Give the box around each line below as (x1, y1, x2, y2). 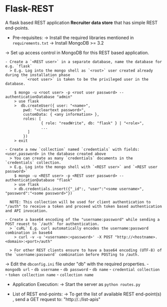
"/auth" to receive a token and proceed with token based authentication (5, 204, 162, 209)
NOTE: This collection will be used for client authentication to (9, 199, 151, 204)
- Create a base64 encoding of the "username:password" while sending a (5, 217, 160, 222)
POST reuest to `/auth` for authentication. (5, 221, 99, 226)
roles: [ (23, 116, 41, 121)
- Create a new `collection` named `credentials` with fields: (5, 147, 140, 152)
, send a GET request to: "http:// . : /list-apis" (12, 296, 101, 302)
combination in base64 (5, 230, 52, 235)
